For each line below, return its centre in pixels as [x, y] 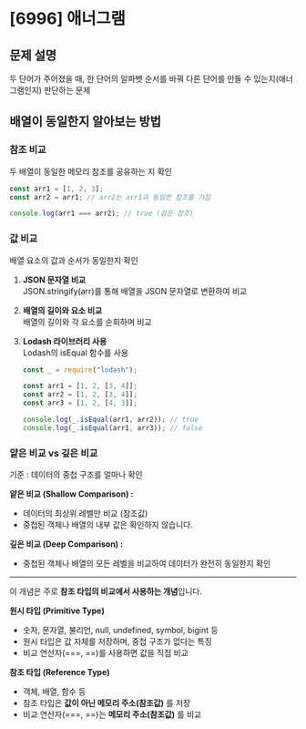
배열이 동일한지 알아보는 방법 [86, 122]
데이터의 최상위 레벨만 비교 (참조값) [85, 513]
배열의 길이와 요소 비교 [62, 310]
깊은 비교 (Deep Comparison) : [66, 544]
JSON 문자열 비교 [54, 280]
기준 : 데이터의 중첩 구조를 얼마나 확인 [76, 475]
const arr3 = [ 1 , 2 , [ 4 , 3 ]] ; [80, 403]
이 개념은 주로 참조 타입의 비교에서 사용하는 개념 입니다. [106, 591]
